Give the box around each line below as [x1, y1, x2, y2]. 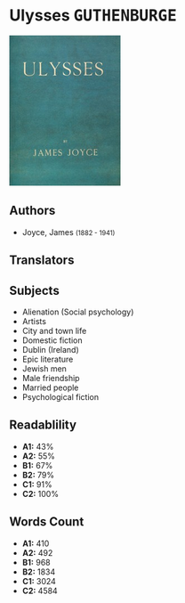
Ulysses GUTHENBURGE [9, 5, 178, 26]
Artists [21, 315, 47, 326]
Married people [21, 382, 79, 393]
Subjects [9, 282, 60, 298]
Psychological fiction [21, 391, 100, 402]
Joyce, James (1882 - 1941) [21, 226, 116, 237]
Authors [9, 203, 56, 218]
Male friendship [21, 372, 80, 383]
